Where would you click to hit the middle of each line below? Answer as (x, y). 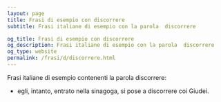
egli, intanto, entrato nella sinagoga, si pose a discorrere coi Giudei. (113, 91)
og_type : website (32, 52)
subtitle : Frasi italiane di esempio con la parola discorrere (102, 26)
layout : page (26, 13)
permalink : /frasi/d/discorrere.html (61, 58)
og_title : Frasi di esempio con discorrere (71, 39)
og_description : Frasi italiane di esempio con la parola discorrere (111, 45)
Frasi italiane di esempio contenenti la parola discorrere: (87, 77)
